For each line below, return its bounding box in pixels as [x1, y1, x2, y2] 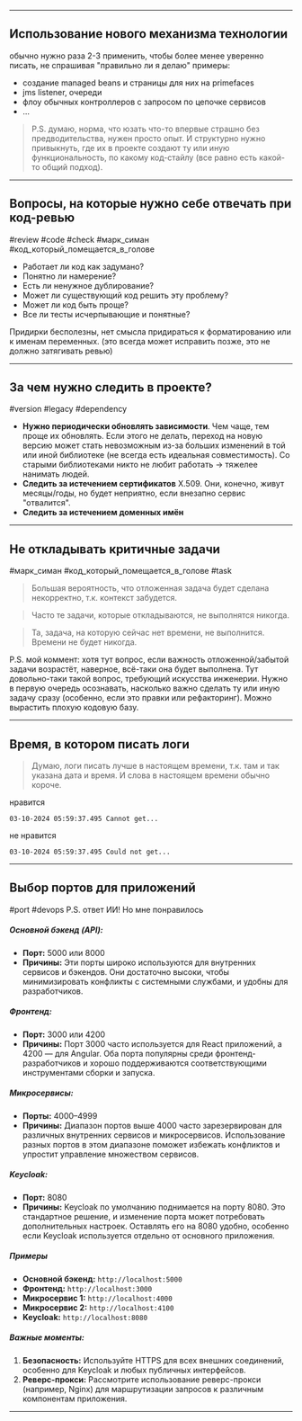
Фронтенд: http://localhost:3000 [22, 1282, 153, 1293]
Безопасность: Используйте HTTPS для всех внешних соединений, [22, 1354, 285, 1365]
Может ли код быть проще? [22, 299, 129, 310]
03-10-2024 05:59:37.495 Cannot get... [9, 815, 159, 824]
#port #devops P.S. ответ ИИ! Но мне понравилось [9, 904, 204, 915]
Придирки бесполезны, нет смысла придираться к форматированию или [9, 326, 292, 337]
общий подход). [41, 161, 103, 172]
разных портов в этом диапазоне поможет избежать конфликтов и [22, 1139, 280, 1149]
